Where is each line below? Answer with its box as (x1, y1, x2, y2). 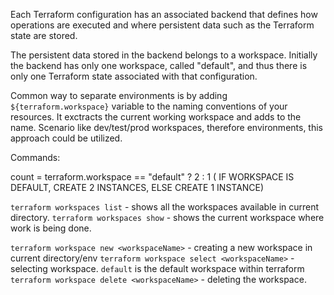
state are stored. (10, 30, 78, 41)
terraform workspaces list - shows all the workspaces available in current (10, 201, 320, 213)
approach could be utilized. (10, 132, 123, 144)
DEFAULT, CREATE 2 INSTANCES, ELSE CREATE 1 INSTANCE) (10, 182, 265, 193)
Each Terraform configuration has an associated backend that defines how (10, 9, 318, 20)
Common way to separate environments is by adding (10, 90, 228, 101)
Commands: (10, 152, 61, 163)
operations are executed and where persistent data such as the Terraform (10, 19, 315, 31)
